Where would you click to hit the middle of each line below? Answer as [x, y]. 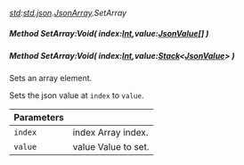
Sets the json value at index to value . [77, 95]
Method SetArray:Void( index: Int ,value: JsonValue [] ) [109, 33]
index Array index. [110, 133]
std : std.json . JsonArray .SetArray [68, 13]
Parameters [39, 118]
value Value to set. [111, 147]
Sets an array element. [51, 78]
